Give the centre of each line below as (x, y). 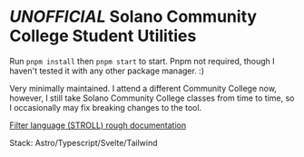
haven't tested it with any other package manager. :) (107, 71)
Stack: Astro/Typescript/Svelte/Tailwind (83, 142)
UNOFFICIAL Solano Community (133, 17)
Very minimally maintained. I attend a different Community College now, (143, 88)
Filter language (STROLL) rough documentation (98, 125)
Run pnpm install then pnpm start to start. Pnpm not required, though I (142, 61)
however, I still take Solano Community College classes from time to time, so (152, 98)
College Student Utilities (103, 36)
